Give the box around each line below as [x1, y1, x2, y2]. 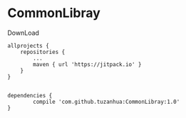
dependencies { [7, 92, 53, 99]
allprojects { [7, 42, 50, 49]
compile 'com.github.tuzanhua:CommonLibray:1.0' [33, 98, 180, 105]
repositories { [20, 48, 66, 55]
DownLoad [7, 28, 39, 37]
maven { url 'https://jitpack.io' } [33, 60, 142, 68]
